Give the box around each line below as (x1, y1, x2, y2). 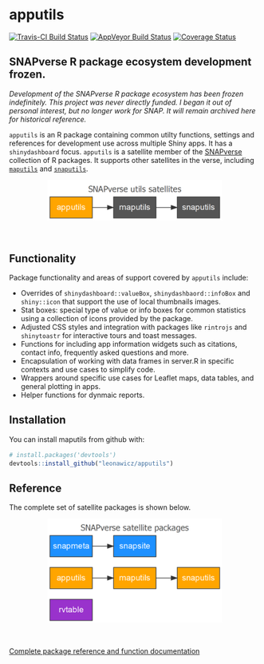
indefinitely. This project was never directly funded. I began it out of (9, 97, 232, 107)
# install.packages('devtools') (9, 451, 116, 459)
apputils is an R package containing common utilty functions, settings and (9, 129, 254, 139)
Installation (9, 413, 66, 427)
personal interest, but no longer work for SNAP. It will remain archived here (9, 105, 256, 115)
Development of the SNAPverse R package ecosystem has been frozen (9, 89, 244, 98)
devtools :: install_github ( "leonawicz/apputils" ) (9, 459, 174, 467)
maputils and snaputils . (9, 164, 89, 173)
